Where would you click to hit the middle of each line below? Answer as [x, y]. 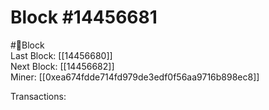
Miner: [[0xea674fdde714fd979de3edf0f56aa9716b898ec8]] [135, 77]
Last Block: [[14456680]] [61, 55]
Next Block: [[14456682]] [62, 66]
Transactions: [38, 96]
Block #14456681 [84, 17]
